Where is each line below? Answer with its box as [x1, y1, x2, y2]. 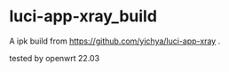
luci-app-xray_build [9, 6, 158, 27]
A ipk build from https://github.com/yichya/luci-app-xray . [9, 36, 221, 46]
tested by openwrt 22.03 [9, 52, 100, 63]
